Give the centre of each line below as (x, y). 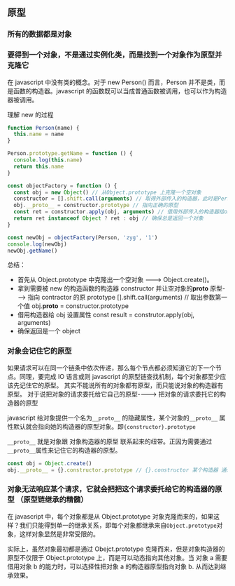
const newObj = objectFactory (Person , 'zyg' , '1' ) (83, 237)
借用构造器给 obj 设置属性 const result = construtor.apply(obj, (106, 315)
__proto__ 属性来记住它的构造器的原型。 (64, 450)
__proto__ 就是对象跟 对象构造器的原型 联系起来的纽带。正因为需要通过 (110, 441)
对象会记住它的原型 (40, 351)
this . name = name (39, 134)
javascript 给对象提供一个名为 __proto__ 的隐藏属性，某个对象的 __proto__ (113, 418)
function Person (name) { (43, 128)
